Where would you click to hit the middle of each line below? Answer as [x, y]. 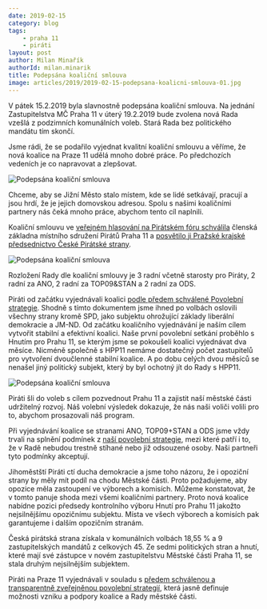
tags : [17, 30]
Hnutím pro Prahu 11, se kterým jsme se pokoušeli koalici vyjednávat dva [128, 342]
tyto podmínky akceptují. [49, 456]
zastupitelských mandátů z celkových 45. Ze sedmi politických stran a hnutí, [134, 547]
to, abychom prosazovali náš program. [72, 415]
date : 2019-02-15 [37, 16]
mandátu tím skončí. [42, 131]
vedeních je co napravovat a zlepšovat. [73, 163]
